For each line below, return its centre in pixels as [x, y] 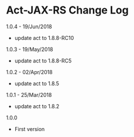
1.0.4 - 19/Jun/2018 [29, 26]
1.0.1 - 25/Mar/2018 [29, 95]
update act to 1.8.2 [37, 106]
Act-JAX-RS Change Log [67, 10]
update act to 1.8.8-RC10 [44, 38]
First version [30, 129]
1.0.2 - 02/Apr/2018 [29, 72]
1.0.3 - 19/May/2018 [30, 49]
